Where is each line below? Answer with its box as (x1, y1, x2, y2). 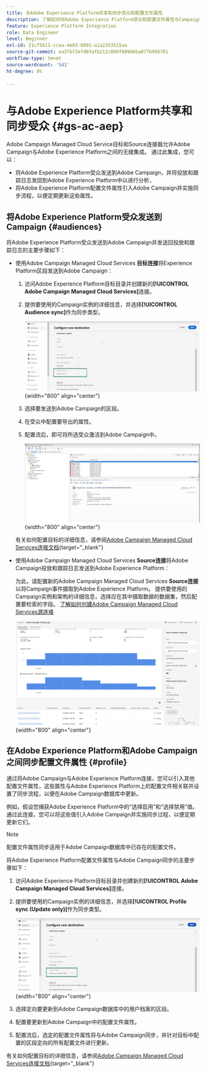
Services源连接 (15, 608, 54, 615)
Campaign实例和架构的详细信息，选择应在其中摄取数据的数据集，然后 (15, 592, 192, 600)
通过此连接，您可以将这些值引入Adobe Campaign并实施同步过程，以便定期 (6, 810, 196, 818)
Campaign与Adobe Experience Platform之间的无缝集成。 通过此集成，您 (6, 148, 189, 156)
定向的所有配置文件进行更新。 (36, 1039, 112, 1047)
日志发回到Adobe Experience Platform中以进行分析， (20, 177, 155, 184)
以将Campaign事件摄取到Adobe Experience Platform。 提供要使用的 (15, 585, 188, 592)
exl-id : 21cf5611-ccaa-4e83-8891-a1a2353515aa (6, 42, 128, 48)
